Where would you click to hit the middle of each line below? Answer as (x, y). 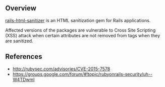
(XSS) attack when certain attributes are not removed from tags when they (83, 35)
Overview (21, 8)
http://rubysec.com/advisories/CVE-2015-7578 (61, 69)
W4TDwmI (23, 79)
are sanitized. (19, 41)
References (24, 57)
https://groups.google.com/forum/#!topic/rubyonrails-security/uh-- (82, 74)
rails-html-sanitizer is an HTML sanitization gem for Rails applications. (78, 20)
